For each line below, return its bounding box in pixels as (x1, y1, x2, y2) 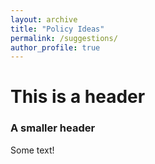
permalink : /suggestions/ (10, 33, 118, 43)
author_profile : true (10, 42, 101, 53)
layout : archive (10, 14, 78, 25)
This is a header (10, 86, 146, 108)
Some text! (10, 144, 55, 156)
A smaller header (10, 121, 96, 135)
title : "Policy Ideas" (10, 24, 105, 34)
